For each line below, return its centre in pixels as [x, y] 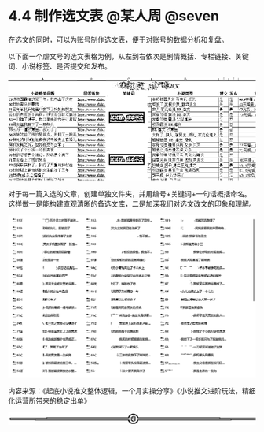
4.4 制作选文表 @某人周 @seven [114, 16]
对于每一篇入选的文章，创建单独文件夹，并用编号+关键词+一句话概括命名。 [130, 194]
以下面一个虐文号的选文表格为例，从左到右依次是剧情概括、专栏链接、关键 [128, 56]
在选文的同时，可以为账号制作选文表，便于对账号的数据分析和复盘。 [118, 39]
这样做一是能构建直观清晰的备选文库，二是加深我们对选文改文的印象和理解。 [132, 203]
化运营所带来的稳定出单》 [49, 401]
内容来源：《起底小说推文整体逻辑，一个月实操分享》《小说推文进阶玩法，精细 [132, 391]
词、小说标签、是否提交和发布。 [60, 66]
